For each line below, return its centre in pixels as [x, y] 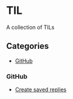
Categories [28, 46]
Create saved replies [41, 90]
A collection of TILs [30, 27]
